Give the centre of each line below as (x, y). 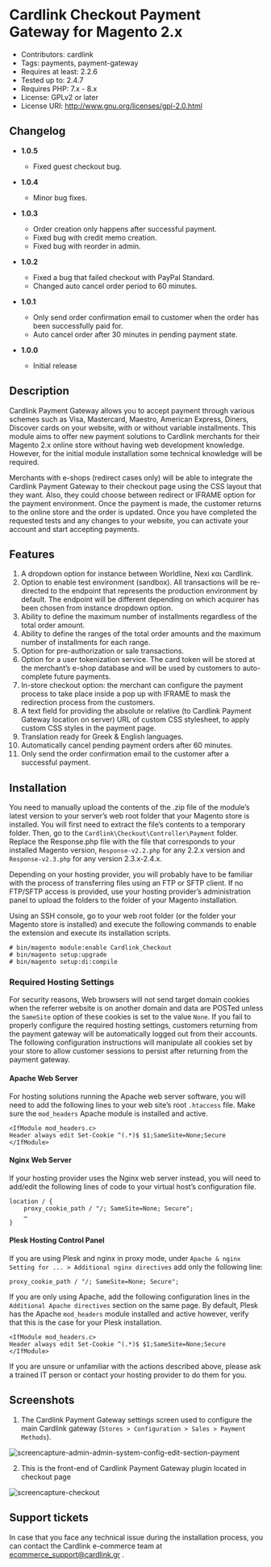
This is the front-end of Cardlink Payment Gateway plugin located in (133, 1468)
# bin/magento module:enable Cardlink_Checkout (91, 948)
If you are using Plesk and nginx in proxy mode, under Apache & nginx (125, 1259)
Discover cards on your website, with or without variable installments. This (133, 427)
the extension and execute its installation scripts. (90, 933)
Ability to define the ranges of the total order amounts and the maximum (141, 634)
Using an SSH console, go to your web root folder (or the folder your (123, 916)
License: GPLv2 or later (60, 97)
